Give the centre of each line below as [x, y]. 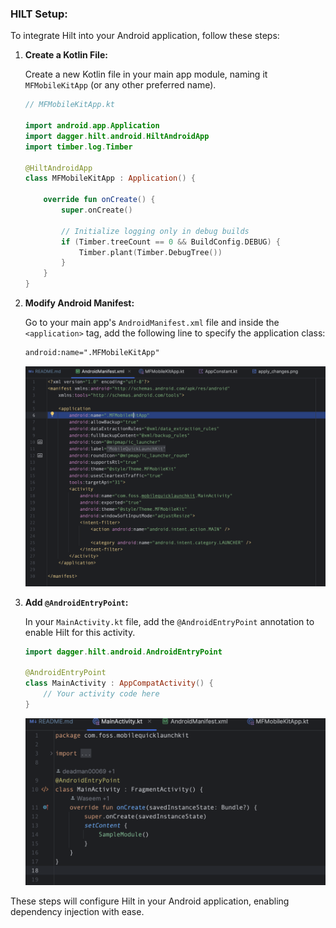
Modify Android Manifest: [79, 303]
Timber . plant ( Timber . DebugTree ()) [150, 252]
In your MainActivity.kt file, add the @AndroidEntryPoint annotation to [169, 621]
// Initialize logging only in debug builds [155, 231]
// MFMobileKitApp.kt [69, 105]
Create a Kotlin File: [66, 55]
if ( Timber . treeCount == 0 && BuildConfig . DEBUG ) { [171, 242]
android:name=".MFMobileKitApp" [92, 353]
